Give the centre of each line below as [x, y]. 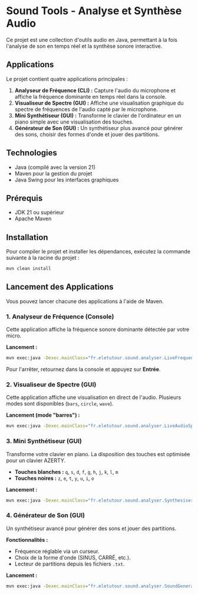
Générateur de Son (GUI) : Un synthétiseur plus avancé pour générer [99, 128]
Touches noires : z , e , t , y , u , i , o [54, 478]
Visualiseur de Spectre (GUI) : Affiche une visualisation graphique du [99, 103]
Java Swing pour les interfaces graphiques [67, 180]
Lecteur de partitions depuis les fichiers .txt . [70, 564]
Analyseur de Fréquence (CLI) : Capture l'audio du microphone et [95, 90]
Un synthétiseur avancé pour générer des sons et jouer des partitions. [91, 528]
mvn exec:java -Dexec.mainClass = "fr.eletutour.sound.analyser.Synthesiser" [101, 500]
